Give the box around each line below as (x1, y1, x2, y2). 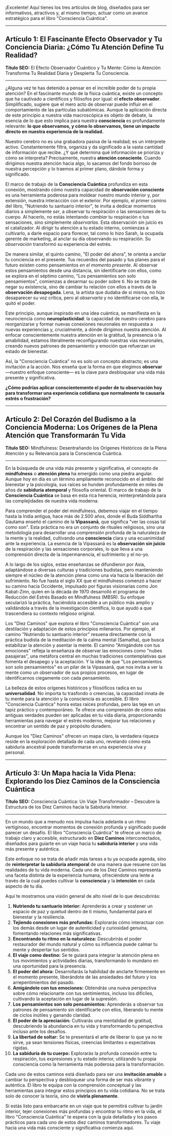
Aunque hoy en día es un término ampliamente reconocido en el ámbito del (5, 476, 164, 482)
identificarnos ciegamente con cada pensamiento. (5, 675, 111, 681)
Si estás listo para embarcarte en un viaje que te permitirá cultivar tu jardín (5, 1103, 163, 1109)
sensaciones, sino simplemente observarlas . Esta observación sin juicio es (5, 219, 163, 225)
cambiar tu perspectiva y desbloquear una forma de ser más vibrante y (5, 1076, 155, 1083)
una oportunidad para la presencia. (12, 963, 87, 969)
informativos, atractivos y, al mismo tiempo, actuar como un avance (5, 10, 148, 16)
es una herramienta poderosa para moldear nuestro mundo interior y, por (5, 192, 160, 198)
